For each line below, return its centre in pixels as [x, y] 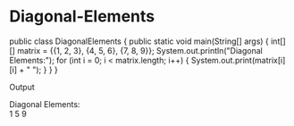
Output [22, 87]
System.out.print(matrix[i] [238, 60]
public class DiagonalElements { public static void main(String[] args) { [139, 41]
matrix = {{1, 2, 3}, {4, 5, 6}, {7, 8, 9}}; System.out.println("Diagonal [140, 50]
